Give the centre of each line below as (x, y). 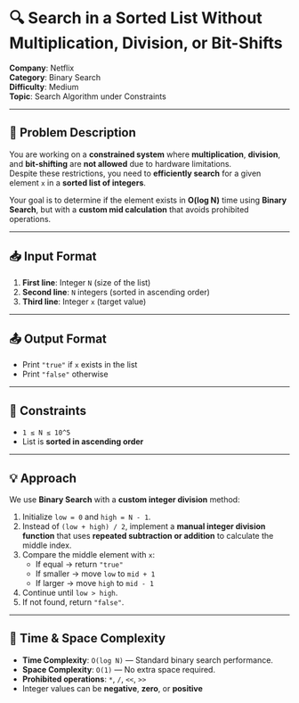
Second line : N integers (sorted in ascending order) (116, 292)
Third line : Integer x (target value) (84, 302)
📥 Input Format (53, 256)
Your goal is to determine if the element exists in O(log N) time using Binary (148, 200)
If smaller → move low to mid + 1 (95, 574)
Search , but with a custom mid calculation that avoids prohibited (129, 209)
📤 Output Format (58, 339)
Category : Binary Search (55, 77)
